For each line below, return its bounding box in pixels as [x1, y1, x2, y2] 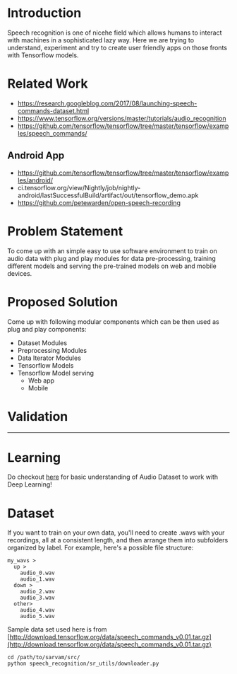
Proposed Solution [7, 294, 119, 310]
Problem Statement [7, 223, 123, 239]
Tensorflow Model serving [17, 368, 94, 377]
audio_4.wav [20, 607, 55, 614]
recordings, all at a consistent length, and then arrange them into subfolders [7, 536, 229, 545]
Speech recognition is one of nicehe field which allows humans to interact [7, 28, 222, 37]
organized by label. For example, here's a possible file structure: [7, 543, 194, 552]
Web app [28, 376, 55, 385]
